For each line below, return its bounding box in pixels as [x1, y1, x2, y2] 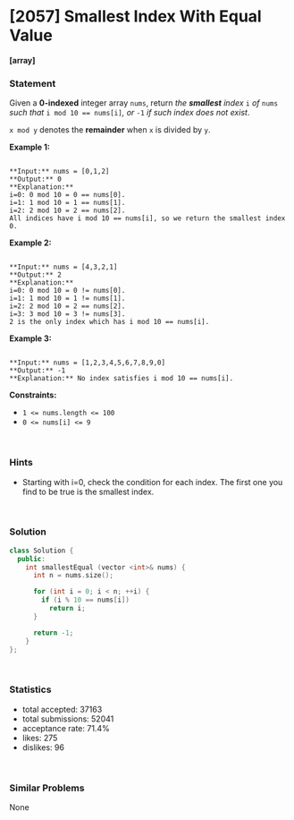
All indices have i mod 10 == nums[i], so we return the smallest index [9, 214, 286, 223]
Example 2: [9, 237, 52, 248]
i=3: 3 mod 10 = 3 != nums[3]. [9, 310, 126, 319]
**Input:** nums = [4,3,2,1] [9, 262, 118, 272]
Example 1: [9, 141, 51, 153]
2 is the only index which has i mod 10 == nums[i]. [9, 318, 210, 327]
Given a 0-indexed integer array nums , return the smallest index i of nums [9, 98, 279, 108]
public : [17, 554, 46, 563]
